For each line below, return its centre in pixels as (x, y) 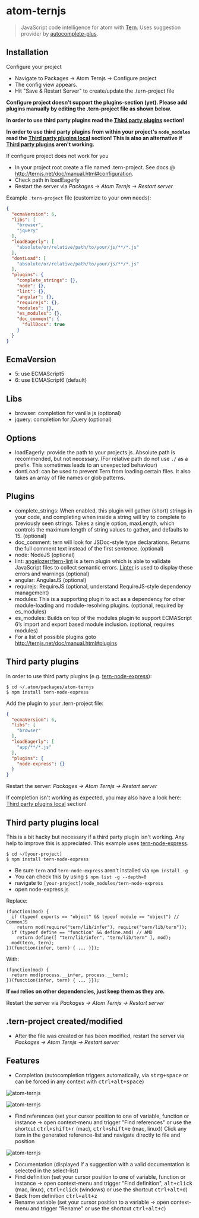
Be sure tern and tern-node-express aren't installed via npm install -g (101, 870)
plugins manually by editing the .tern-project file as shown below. (89, 109)
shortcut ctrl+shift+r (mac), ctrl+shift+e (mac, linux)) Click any (101, 1128)
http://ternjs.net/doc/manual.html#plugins (66, 643)
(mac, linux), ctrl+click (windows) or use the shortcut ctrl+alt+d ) (101, 1189)
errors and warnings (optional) (52, 574)
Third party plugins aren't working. (50, 144)
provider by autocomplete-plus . (59, 33)
